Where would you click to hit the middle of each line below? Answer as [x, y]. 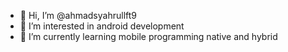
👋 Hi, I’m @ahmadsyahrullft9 [78, 15]
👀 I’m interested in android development [102, 26]
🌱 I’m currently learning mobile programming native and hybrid [148, 36]
